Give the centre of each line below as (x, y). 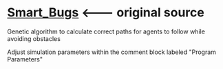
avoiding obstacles (34, 38)
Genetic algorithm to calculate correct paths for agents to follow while (106, 31)
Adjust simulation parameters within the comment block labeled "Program (112, 52)
